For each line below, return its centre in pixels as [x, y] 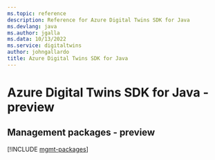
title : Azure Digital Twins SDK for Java [68, 59]
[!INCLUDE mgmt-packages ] [48, 149]
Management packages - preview [81, 133]
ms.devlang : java [32, 26]
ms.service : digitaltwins [44, 46]
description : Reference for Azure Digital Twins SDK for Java [99, 20]
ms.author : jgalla [34, 33]
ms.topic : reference [37, 13]
